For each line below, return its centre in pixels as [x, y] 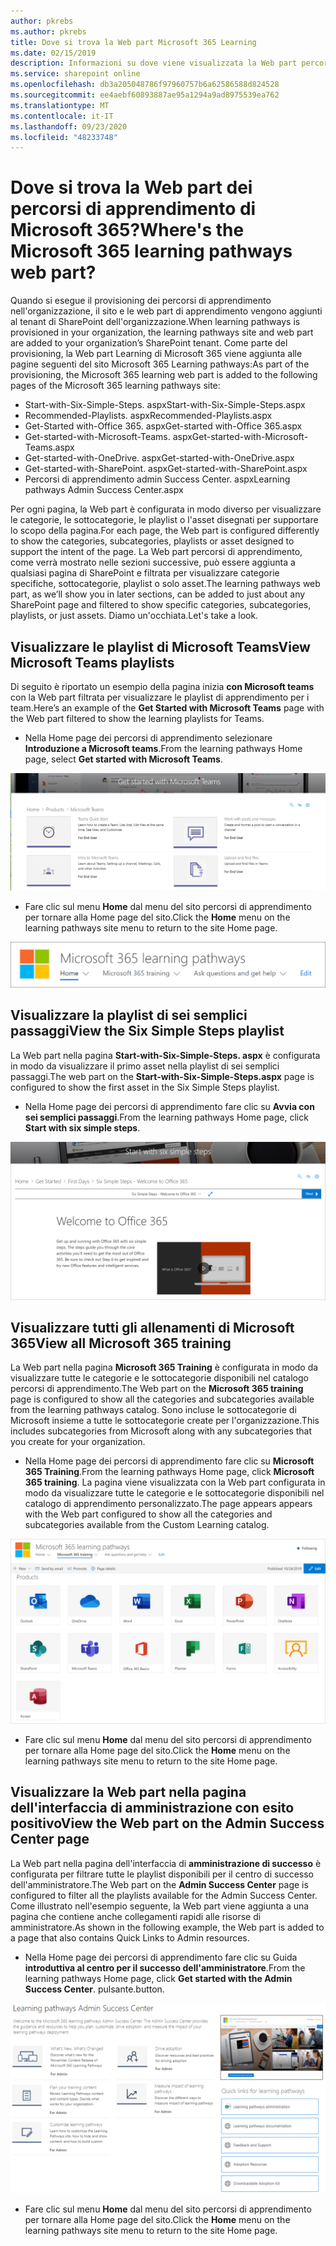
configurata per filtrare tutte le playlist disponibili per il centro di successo [162, 1874]
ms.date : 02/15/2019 [53, 53]
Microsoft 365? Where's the [127, 230]
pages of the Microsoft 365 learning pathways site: [115, 386]
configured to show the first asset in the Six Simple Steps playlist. [145, 1087]
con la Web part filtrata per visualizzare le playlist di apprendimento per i [160, 697]
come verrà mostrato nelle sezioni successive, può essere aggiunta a [153, 562]
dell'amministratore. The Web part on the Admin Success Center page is [159, 1884]
